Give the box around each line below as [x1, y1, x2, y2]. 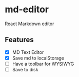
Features [5, 35, 34, 44]
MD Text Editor [12, 49, 44, 55]
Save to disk [12, 66, 38, 72]
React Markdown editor [5, 21, 54, 27]
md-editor [5, 4, 49, 15]
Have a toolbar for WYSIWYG [12, 61, 74, 67]
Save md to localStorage [12, 55, 65, 61]
